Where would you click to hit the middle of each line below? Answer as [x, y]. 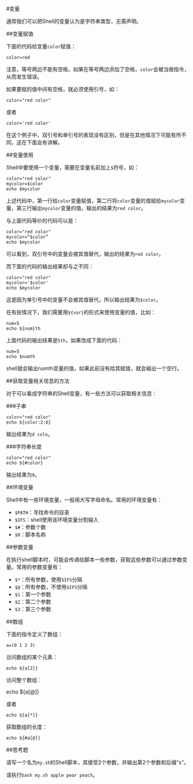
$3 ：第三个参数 [33, 609]
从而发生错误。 [24, 77]
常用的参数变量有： [39, 567]
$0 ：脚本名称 [30, 534]
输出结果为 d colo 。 [29, 434]
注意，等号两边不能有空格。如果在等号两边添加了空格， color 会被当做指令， [98, 69]
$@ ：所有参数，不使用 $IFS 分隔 [51, 587]
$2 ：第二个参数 [33, 602]
